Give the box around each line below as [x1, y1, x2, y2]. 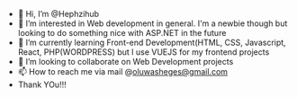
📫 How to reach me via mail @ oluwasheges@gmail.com [17, 66, 228, 76]
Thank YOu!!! [17, 79, 67, 90]
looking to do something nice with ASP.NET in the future [17, 28, 227, 38]
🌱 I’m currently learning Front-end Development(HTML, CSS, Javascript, [17, 37, 286, 48]
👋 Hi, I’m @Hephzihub [17, 9, 100, 19]
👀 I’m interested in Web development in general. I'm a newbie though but [17, 18, 288, 29]
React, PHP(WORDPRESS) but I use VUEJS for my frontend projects [17, 47, 270, 57]
